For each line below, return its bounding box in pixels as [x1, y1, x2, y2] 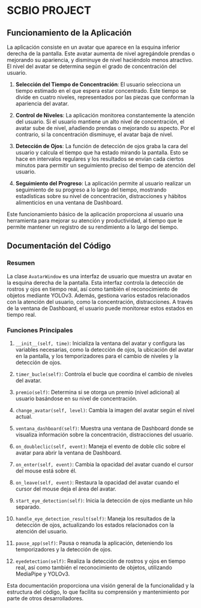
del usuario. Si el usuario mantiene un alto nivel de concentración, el [15, 118, 185, 125]
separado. [15, 503, 41, 510]
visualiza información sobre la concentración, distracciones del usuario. [15, 431, 194, 438]
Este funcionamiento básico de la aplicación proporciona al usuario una [7, 211, 184, 217]
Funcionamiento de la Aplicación [7, 28, 132, 38]
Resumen [7, 259, 35, 267]
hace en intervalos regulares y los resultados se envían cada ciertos [15, 155, 184, 163]
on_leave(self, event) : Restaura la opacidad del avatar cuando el [15, 479, 179, 486]
